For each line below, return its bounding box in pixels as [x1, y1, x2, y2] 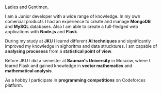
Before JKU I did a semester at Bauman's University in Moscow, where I [5, 58, 150, 63]
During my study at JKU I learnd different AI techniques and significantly [5, 38, 151, 44]
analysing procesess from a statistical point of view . [5, 48, 113, 54]
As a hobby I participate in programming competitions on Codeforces [5, 77, 146, 83]
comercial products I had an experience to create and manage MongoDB [5, 19, 151, 24]
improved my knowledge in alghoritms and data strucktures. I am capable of [5, 43, 158, 49]
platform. [5, 82, 23, 88]
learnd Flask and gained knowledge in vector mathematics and [5, 63, 132, 68]
